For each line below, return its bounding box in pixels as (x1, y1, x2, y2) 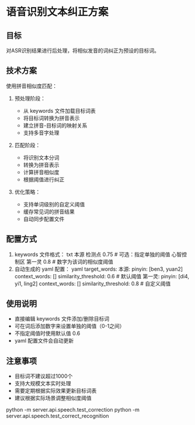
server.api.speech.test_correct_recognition (6, 413, 109, 420)
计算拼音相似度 (23, 168, 60, 175)
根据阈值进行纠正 (23, 176, 65, 183)
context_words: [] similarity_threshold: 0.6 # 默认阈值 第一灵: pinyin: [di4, (14, 272, 190, 279)
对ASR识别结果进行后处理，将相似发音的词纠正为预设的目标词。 (6, 47, 159, 54)
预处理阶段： (14, 95, 46, 102)
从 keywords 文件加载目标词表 (23, 107, 96, 114)
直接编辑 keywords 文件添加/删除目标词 (14, 315, 110, 322)
